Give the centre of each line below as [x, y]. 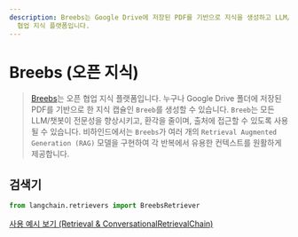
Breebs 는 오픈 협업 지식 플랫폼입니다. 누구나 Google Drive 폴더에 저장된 [156, 99]
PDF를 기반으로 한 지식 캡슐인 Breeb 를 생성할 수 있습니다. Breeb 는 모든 [153, 110]
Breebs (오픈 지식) [74, 72]
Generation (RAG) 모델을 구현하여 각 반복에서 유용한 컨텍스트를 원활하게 [156, 143]
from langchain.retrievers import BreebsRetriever [105, 206]
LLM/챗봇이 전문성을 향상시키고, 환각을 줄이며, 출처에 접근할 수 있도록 [151, 121]
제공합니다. [50, 154]
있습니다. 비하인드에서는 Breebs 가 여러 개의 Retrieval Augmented [164, 132]
